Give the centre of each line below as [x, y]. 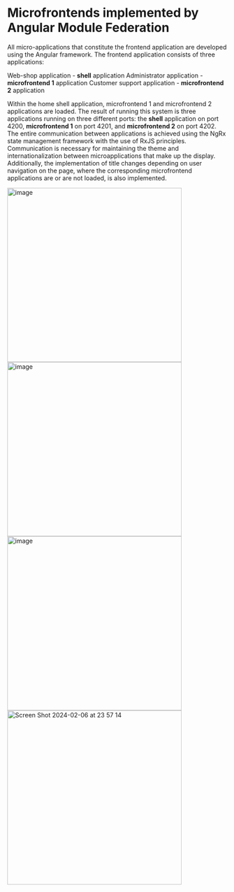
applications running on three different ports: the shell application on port [113, 118]
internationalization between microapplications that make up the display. [111, 156]
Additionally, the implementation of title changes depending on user [105, 163]
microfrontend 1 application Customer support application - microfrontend [116, 82]
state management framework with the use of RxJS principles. [97, 140]
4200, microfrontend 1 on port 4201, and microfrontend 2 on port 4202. [112, 126]
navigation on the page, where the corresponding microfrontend [100, 170]
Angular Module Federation [88, 28]
